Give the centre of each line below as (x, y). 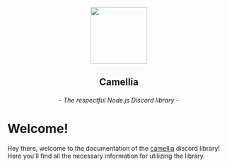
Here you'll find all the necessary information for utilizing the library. (106, 156)
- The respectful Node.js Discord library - (119, 100)
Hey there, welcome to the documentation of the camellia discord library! (114, 148)
